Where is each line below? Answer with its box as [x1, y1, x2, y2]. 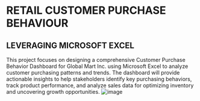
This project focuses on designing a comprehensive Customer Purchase [6, 57, 186, 63]
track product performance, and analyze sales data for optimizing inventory [6, 82, 194, 89]
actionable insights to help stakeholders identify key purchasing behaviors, [6, 76, 192, 82]
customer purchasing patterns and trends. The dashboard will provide [6, 69, 180, 76]
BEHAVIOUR [6, 16, 69, 30]
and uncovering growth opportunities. [6, 88, 101, 95]
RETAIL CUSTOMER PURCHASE [6, 4, 167, 17]
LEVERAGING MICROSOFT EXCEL [6, 40, 134, 50]
